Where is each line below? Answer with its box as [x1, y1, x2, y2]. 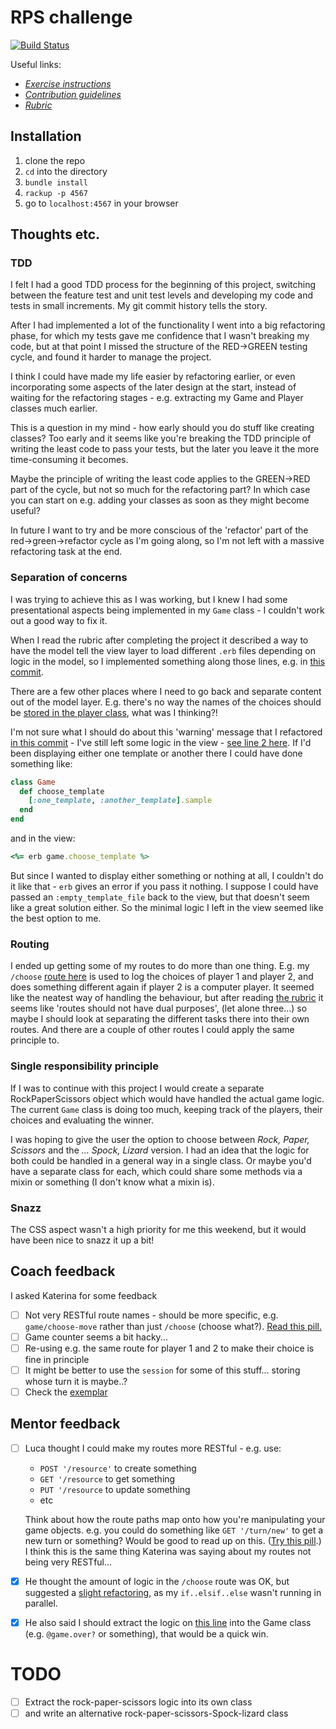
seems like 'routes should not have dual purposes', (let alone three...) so [10, 1002, 308, 1015]
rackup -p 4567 [24, 188, 89, 198]
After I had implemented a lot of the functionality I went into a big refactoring [10, 319, 326, 331]
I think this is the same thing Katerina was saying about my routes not [24, 1545, 312, 1557]
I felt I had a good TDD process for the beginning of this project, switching [10, 279, 317, 291]
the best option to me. [10, 912, 102, 924]
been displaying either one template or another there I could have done [10, 747, 303, 759]
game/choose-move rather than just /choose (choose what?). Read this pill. [24, 1320, 322, 1332]
